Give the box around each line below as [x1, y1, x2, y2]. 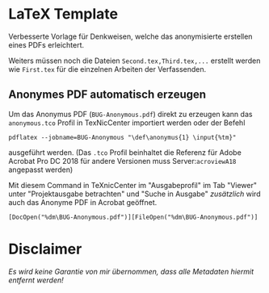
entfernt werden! [8, 275, 65, 285]
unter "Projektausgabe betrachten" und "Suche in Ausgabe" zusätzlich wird [8, 189, 261, 199]
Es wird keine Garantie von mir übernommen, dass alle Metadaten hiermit [8, 266, 254, 276]
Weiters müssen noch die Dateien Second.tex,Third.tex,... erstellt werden [8, 56, 261, 65]
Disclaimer [8, 240, 82, 258]
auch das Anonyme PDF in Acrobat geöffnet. [8, 197, 158, 207]
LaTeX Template [8, 5, 119, 23]
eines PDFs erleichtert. [8, 40, 85, 49]
